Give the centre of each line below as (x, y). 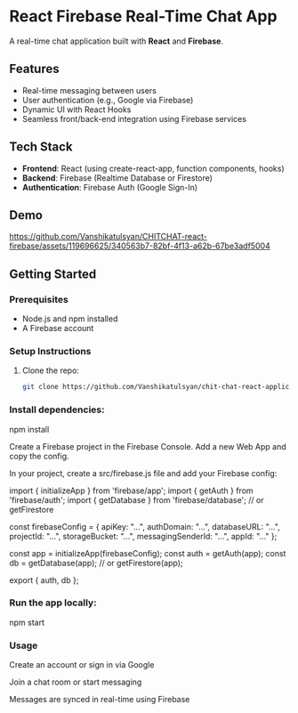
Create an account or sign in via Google (82, 665)
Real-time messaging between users (89, 90)
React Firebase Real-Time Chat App (143, 16)
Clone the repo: (51, 370)
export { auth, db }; (44, 579)
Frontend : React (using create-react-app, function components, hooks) (153, 168)
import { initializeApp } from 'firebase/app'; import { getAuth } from (131, 490)
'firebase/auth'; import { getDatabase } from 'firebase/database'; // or (137, 499)
